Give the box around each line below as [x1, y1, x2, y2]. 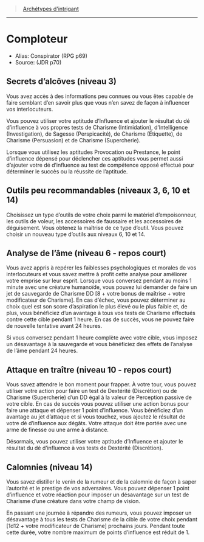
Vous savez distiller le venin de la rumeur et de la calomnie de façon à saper [6, 478, 197, 485]
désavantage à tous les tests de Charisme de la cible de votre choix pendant [6, 516, 198, 523]
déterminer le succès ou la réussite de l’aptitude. [6, 167, 128, 175]
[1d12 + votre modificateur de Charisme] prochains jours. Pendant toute [6, 523, 185, 529]
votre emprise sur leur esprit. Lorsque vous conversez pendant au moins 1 [6, 277, 192, 285]
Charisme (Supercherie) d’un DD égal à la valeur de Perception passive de [6, 394, 192, 401]
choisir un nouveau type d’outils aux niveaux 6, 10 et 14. [6, 231, 146, 238]
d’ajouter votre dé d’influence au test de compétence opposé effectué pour [6, 161, 195, 169]
